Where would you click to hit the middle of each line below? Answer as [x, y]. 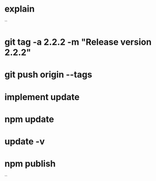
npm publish [30, 164]
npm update [29, 119]
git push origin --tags [48, 75]
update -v [25, 141]
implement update [42, 97]
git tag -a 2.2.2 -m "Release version [78, 42]
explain [20, 9]
